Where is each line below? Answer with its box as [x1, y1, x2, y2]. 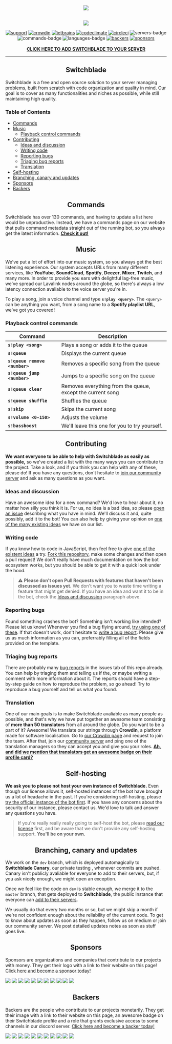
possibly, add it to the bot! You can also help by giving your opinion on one [5, 516, 163, 522]
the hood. [5, 568, 26, 574]
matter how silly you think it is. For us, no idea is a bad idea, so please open [5, 505, 165, 511]
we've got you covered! [5, 307, 55, 313]
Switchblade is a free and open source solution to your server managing [5, 79, 158, 85]
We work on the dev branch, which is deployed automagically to [5, 859, 140, 866]
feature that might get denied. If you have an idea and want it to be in [17, 588, 164, 594]
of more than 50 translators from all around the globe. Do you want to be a [5, 721, 164, 728]
